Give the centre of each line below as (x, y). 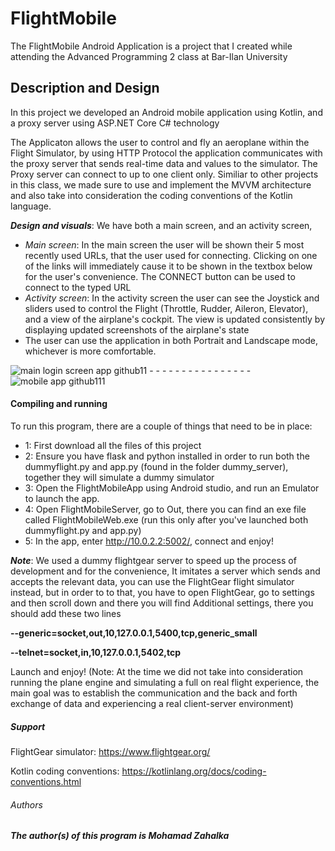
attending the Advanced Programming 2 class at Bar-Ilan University (149, 56)
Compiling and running (59, 404)
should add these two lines (66, 613)
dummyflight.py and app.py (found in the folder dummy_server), (156, 466)
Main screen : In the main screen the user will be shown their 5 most (164, 244)
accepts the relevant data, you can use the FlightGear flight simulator (152, 581)
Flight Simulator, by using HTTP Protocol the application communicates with (166, 153)
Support (28, 726)
